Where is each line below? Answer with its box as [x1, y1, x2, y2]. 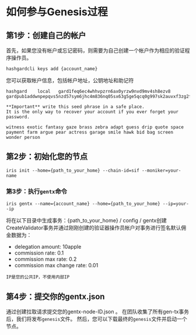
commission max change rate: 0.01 [14, 262, 99, 269]
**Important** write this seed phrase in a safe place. [6, 104, 145, 110]
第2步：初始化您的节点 [6, 152, 88, 162]
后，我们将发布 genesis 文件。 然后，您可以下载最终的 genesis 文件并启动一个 [6, 315, 188, 322]
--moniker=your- [142, 167, 181, 173]
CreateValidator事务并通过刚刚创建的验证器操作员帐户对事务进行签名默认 [6, 224, 181, 231]
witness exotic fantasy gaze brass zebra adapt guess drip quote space [6, 124, 184, 130]
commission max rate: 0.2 [14, 256, 77, 263]
